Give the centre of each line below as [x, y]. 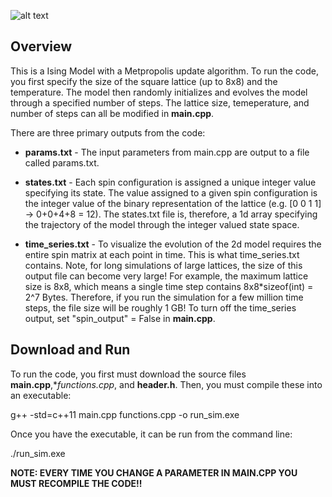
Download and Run [70, 350]
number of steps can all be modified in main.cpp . [112, 113]
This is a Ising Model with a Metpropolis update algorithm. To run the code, [165, 71]
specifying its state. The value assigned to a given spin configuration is [171, 192]
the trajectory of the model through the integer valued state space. [162, 224]
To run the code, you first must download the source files [128, 374]
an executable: [41, 395]
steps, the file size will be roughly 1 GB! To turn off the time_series [160, 307]
